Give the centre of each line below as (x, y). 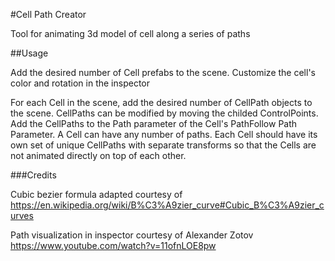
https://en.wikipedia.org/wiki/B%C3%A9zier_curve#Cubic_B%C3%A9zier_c (167, 205)
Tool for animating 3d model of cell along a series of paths (130, 33)
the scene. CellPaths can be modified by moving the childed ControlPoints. (164, 113)
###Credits (33, 175)
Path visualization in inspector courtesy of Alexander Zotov (132, 235)
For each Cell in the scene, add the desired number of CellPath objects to (161, 102)
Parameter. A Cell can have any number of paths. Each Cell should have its (164, 134)
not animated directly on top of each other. (98, 155)
